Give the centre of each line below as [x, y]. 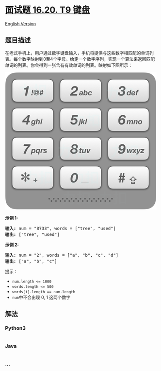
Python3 [15, 328]
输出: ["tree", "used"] [32, 234]
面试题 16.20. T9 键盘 [48, 10]
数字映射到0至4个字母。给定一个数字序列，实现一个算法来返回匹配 [88, 59]
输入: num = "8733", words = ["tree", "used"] [61, 228]
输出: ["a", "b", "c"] [31, 261]
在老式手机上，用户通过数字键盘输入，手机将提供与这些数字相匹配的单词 [77, 53]
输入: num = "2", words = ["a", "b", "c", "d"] [62, 255]
